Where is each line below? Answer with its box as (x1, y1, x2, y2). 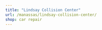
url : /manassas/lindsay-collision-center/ (5, 12, 97, 17)
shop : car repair (5, 17, 42, 22)
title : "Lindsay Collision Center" (5, 7, 81, 13)
